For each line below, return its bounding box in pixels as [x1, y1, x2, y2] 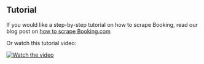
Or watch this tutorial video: [6, 39, 77, 46]
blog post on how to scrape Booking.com [6, 27, 111, 35]
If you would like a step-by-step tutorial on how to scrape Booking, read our [6, 21, 198, 28]
